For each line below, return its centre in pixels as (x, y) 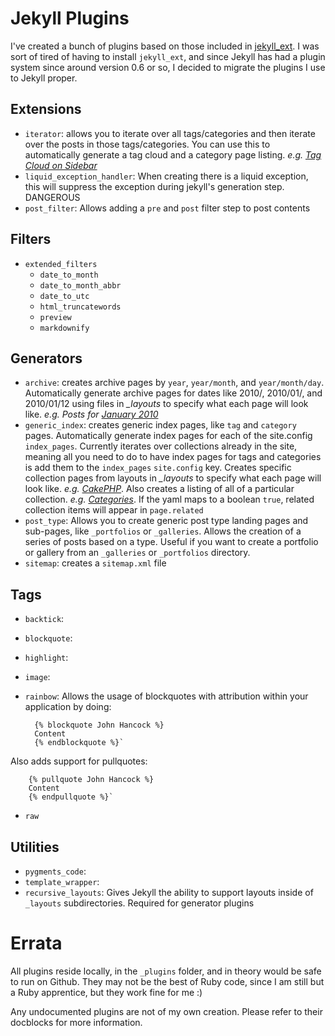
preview (55, 317)
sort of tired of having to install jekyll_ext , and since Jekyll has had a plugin (168, 56)
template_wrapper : (62, 881)
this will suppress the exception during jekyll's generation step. (154, 186)
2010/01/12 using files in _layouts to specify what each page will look (166, 404)
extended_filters (61, 264)
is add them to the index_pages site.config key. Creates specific (158, 468)
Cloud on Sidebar (61, 165)
